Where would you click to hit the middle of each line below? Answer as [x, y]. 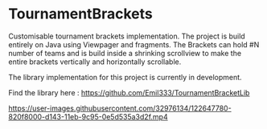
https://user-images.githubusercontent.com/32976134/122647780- [120, 108]
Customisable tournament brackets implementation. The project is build [127, 36]
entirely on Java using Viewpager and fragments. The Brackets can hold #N [134, 44]
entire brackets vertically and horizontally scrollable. [95, 62]
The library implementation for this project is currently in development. [125, 77]
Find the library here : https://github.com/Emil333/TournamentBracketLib [129, 92]
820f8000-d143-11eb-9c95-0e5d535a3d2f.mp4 [88, 116]
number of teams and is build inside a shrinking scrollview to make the [125, 53]
